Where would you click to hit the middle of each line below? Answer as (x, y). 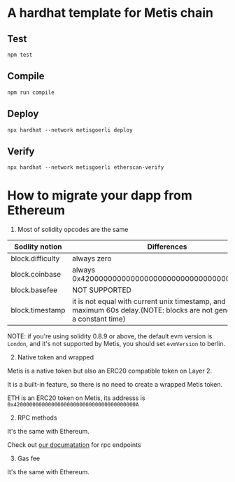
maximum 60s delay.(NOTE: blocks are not (143, 310)
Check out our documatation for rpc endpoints (74, 445)
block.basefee (34, 290)
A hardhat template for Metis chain (111, 13)
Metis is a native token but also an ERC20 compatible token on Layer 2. (109, 371)
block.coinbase (36, 275)
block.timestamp (38, 310)
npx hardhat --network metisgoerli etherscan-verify (86, 167)
